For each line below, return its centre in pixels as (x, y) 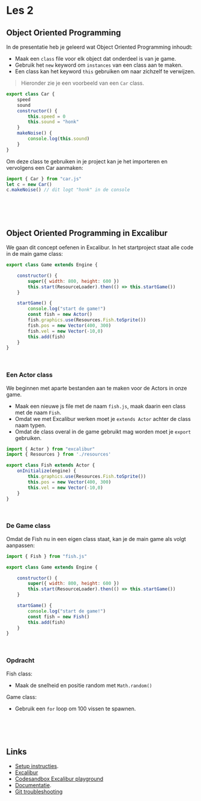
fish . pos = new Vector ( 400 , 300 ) (70, 325)
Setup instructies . (37, 766)
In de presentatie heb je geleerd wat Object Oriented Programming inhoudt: (100, 47)
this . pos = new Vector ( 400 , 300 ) (70, 482)
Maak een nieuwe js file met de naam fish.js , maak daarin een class (100, 406)
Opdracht (20, 660)
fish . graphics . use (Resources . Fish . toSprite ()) (87, 320)
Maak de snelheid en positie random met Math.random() (83, 685)
